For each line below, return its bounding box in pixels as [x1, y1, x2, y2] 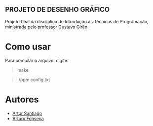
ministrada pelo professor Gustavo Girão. [5, 24, 89, 30]
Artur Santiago [12, 110, 42, 116]
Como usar [5, 41, 51, 52]
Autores [5, 94, 39, 105]
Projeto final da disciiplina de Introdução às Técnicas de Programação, [5, 18, 149, 24]
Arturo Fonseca [12, 115, 44, 122]
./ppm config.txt [17, 77, 50, 83]
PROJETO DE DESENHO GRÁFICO [5, 5, 110, 14]
